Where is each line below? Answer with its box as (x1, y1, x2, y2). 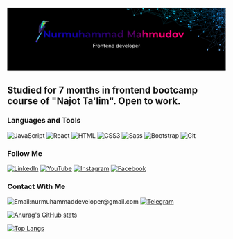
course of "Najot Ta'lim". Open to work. (7, 95, 181, 107)
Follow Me (7, 148, 43, 158)
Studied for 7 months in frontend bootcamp (7, 84, 198, 96)
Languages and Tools (7, 116, 81, 125)
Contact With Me (7, 182, 66, 191)
